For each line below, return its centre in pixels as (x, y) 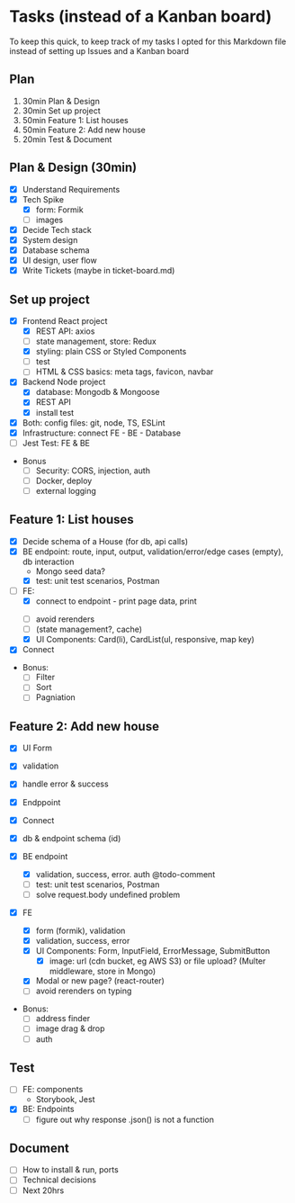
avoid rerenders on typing (84, 991)
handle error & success (66, 784)
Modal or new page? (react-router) (100, 981)
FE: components (53, 1090)
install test (55, 412)
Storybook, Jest (65, 1100)
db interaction (48, 561)
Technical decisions (59, 1180)
